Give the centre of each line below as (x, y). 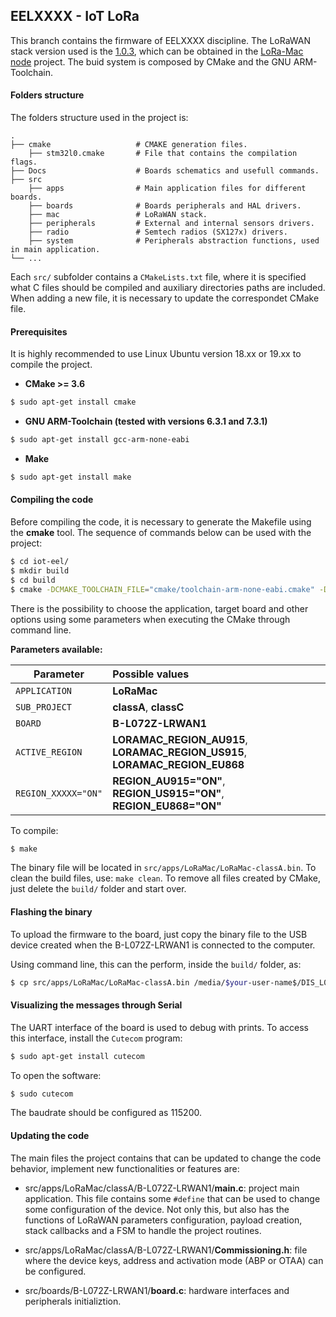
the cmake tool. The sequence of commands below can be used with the (161, 533)
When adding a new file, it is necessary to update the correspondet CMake (165, 298)
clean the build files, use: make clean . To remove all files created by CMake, (166, 878)
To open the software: (56, 1075)
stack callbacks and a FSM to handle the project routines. (143, 1230)
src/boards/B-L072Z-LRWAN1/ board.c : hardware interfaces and (157, 1290)
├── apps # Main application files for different (167, 189)
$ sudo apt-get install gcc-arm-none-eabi (100, 440)
